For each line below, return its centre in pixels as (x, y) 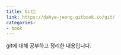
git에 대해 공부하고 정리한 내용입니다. (49, 46)
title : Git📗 (21, 12)
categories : (21, 22)
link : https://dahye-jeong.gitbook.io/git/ (61, 17)
